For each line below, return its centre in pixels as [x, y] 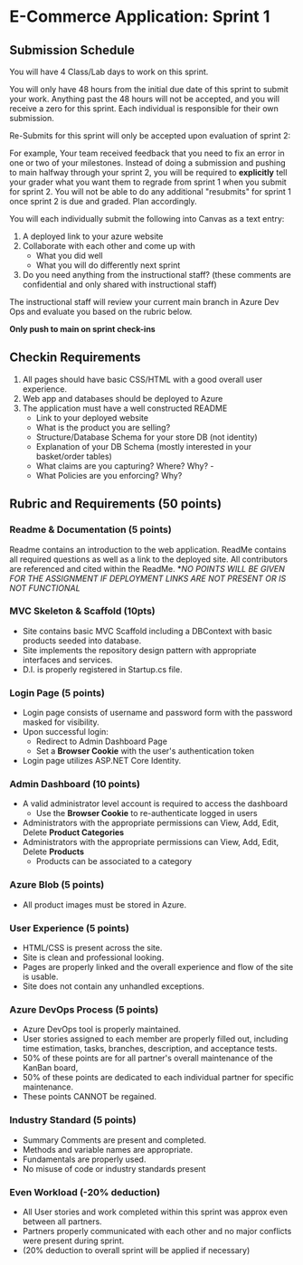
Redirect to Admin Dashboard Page [101, 742]
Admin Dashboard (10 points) [75, 785]
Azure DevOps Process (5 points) [84, 1009]
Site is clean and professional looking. [93, 957]
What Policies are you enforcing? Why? [109, 475]
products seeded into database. [82, 641]
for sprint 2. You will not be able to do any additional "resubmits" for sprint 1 [150, 191]
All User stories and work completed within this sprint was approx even [155, 1212]
